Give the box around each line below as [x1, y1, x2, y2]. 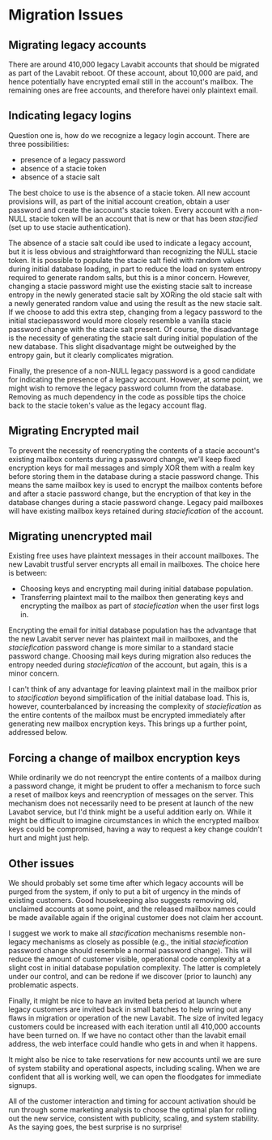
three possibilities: [8, 139, 70, 149]
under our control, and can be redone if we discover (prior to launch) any [8, 972, 253, 982]
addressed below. [8, 728, 68, 737]
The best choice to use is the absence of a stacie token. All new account [8, 188, 251, 197]
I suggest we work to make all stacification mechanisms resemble [8, 928, 228, 939]
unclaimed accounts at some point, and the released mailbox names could [8, 904, 257, 914]
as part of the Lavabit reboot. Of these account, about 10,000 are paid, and [8, 68, 258, 78]
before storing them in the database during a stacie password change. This [8, 471, 259, 481]
